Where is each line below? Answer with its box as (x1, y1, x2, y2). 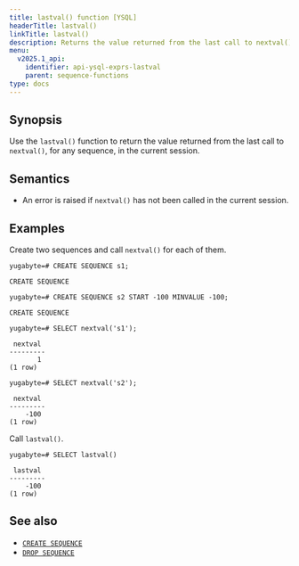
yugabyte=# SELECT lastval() (9, 451, 117, 460)
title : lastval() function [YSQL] (9, 12, 138, 22)
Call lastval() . (9, 433, 64, 444)
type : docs (9, 79, 50, 88)
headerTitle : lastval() (9, 21, 98, 30)
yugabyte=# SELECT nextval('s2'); (9, 379, 138, 388)
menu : (9, 46, 29, 55)
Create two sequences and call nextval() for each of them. (9, 244, 227, 255)
